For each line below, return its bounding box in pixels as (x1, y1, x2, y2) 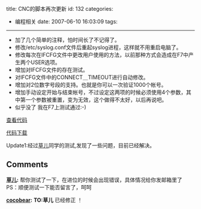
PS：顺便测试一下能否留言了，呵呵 (6, 183, 92, 190)
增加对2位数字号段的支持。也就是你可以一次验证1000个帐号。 (14, 81, 167, 88)
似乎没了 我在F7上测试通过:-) (14, 104, 87, 111)
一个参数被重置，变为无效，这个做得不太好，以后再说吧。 (25, 96, 167, 103)
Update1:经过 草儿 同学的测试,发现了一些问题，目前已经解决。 (6, 142, 156, 149)
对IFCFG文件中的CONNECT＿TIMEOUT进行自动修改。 (14, 74, 149, 81)
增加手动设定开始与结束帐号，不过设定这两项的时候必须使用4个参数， (14, 89, 187, 96)
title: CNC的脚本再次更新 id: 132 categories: (6, 5, 114, 12)
